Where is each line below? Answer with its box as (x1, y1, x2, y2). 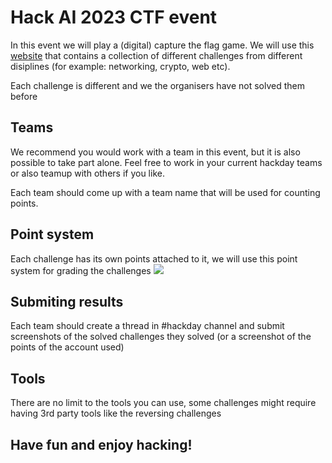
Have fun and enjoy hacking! (10, 436, 193, 453)
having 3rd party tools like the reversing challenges (10, 407, 222, 420)
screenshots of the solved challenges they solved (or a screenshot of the (10, 331, 312, 343)
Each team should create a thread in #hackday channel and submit (10, 320, 285, 332)
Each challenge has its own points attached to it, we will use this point (10, 252, 298, 265)
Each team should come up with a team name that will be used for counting (10, 186, 321, 198)
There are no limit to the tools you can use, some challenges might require (10, 397, 317, 409)
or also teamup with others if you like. (10, 167, 165, 179)
